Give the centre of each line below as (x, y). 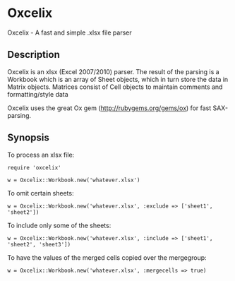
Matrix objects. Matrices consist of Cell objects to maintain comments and (115, 87)
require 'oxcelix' (34, 167)
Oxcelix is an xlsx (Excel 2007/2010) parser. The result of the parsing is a (114, 71)
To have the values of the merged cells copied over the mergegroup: (107, 257)
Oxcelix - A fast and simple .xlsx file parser (70, 32)
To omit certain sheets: (41, 193)
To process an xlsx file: (41, 155)
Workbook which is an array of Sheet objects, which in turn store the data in (118, 79)
